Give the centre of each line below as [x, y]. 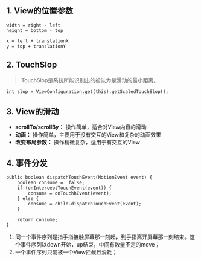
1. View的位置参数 [40, 11]
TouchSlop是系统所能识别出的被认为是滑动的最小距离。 [90, 80]
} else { [28, 199]
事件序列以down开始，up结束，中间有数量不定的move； [90, 245]
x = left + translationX [37, 41]
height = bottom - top [35, 30]
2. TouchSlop [32, 65]
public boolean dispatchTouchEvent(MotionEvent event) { [79, 178]
